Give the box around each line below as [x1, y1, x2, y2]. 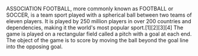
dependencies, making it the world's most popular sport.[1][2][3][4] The [6, 24, 184, 31]
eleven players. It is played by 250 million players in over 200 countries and [6, 18, 191, 24]
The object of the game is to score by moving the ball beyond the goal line [6, 37, 189, 43]
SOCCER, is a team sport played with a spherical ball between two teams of [6, 11, 192, 18]
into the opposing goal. [6, 43, 63, 50]
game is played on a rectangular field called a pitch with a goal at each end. [6, 30, 192, 38]
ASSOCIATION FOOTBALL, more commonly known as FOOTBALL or [6, 5, 174, 12]
